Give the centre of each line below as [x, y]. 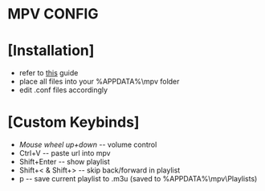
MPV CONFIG [53, 14]
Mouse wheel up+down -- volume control [88, 144]
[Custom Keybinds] [73, 122]
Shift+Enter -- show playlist [64, 162]
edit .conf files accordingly [63, 90]
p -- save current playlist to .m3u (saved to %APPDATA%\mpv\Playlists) [138, 179]
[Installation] [51, 51]
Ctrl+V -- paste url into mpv [65, 153]
